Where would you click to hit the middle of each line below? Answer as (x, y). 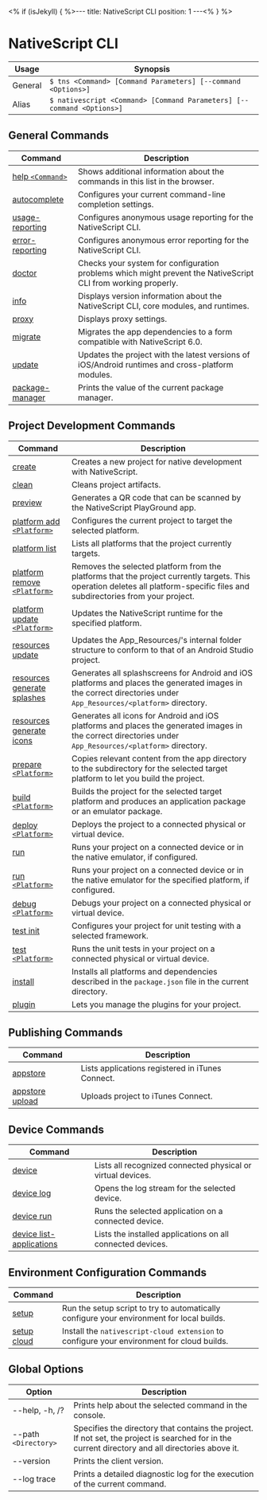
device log (32, 1193)
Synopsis (152, 69)
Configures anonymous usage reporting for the (166, 217)
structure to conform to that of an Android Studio (163, 650)
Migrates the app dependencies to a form (155, 331)
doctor (25, 272)
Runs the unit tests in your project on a (143, 949)
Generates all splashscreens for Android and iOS (162, 672)
